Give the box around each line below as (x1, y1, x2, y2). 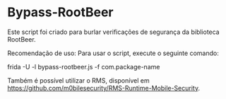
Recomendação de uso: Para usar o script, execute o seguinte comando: (7, 49, 219, 57)
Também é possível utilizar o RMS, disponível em (7, 76, 150, 85)
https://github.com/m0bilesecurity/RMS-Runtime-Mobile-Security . (7, 83, 200, 92)
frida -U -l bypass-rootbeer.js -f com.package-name (7, 62, 160, 71)
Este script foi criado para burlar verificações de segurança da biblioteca (7, 28, 220, 36)
